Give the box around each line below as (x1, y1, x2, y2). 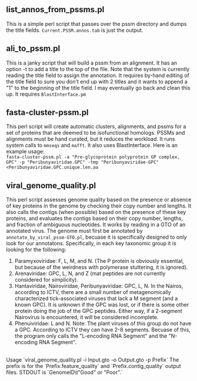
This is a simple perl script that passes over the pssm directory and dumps (6, 20, 187, 27)
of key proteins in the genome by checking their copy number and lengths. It (6, 202, 192, 209)
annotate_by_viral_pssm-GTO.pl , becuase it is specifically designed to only (6, 233, 187, 240)
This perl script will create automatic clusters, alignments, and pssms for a (6, 123, 186, 130)
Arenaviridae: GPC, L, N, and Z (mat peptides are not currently (14, 270, 166, 277)
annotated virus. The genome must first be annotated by (6, 228, 143, 235)
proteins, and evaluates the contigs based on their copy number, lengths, (6, 215, 183, 222)
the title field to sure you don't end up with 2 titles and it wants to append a (6, 78, 188, 85)
